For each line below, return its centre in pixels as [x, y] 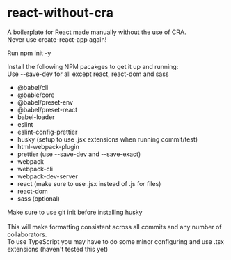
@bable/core [36, 95]
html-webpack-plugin [48, 146]
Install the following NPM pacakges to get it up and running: [93, 66]
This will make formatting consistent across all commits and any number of [114, 227]
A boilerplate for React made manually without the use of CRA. [97, 32]
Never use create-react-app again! [57, 39]
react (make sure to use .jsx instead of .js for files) [89, 183]
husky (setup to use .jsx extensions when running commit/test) [107, 139]
